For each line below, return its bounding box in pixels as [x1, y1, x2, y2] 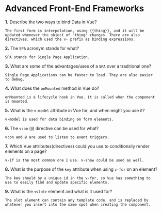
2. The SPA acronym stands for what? [5, 45, 79, 51]
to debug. [5, 77, 25, 82]
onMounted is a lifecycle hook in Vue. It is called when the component [5, 95, 155, 99]
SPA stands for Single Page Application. [5, 54, 90, 60]
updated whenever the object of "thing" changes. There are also [5, 33, 140, 37]
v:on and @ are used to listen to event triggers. [5, 134, 110, 140]
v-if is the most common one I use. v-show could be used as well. [5, 158, 145, 163]
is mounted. [5, 99, 29, 104]
